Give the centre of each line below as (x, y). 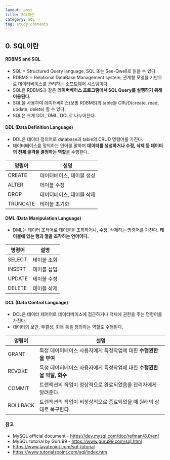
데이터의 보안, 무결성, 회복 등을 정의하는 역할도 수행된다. (68, 327)
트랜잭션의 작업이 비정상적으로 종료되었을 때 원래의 (97, 402)
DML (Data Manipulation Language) (43, 218)
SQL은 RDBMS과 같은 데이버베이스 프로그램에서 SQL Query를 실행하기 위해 (88, 90)
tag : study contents (27, 24)
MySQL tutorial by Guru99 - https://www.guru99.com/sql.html (77, 441)
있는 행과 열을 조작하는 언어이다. (58, 236)
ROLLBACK (21, 405)
